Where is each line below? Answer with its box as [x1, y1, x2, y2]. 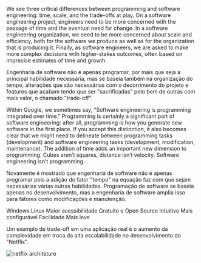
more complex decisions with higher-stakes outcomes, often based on [6, 50, 183, 57]
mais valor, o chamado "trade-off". [6, 94, 93, 101]
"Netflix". [6, 238, 29, 245]
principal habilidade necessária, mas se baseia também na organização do [6, 75, 193, 82]
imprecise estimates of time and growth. [6, 57, 107, 64]
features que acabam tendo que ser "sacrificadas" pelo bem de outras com [6, 88, 196, 95]
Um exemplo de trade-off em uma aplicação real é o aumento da [6, 225, 168, 233]
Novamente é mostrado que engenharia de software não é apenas [6, 169, 172, 177]
